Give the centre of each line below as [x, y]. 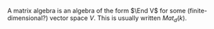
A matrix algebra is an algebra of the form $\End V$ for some [97, 11]
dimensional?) [28, 18]
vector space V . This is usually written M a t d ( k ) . [118, 19]
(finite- [197, 11]
